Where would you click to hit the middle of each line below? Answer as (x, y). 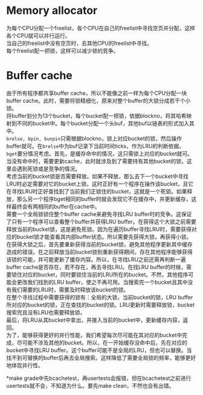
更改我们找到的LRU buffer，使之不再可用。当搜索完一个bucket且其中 (102, 282)
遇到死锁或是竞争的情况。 (48, 168)
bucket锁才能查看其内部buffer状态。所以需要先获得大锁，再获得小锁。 (104, 237)
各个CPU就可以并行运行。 (38, 35)
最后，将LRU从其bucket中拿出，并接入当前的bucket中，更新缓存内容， (95, 320)
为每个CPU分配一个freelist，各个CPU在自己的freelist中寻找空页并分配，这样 (101, 28)
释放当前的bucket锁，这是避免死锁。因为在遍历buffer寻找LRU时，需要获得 (99, 229)
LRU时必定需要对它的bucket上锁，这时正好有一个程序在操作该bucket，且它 (100, 184)
